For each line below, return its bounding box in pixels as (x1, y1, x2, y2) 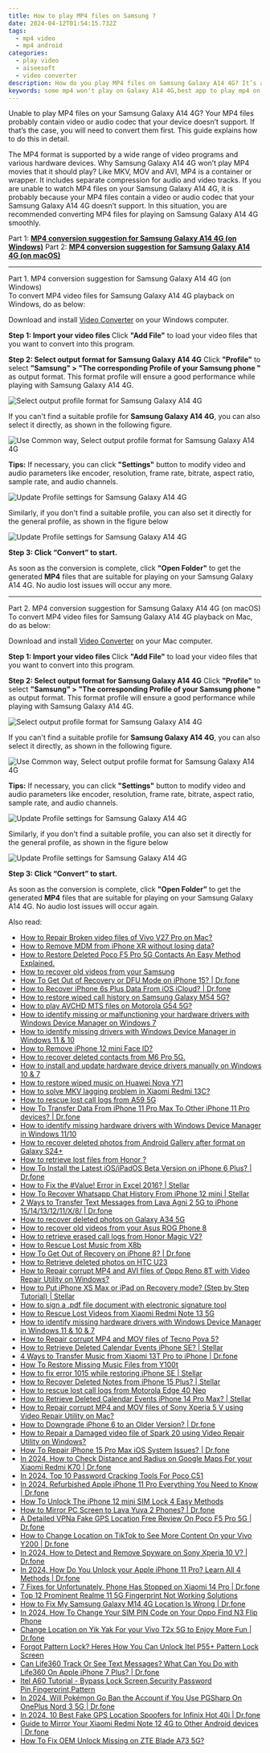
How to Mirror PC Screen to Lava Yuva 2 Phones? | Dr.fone (19, 1505, 215, 1515)
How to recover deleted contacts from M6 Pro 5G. (19, 1053, 186, 1062)
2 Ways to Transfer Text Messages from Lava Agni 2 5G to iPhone (19, 1197, 239, 1207)
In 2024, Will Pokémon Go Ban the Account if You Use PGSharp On (19, 1693, 243, 1703)
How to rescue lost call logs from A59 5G (19, 1095, 157, 1105)
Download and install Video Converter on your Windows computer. (8, 315, 229, 325)
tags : (8, 27, 27, 35)
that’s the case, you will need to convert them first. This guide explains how (8, 125, 258, 135)
